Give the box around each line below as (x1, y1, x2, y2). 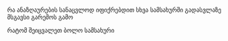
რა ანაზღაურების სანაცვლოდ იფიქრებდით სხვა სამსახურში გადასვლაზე (7, 6, 222, 14)
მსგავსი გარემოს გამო (7, 13, 74, 21)
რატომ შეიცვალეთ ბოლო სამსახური (7, 27, 115, 34)
